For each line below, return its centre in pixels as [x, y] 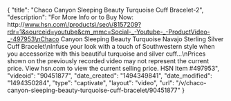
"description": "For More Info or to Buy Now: [70, 17]
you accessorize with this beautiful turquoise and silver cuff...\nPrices [107, 54]
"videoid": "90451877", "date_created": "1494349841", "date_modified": [110, 76]
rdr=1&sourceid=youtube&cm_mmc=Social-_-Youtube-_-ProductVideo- [109, 32]
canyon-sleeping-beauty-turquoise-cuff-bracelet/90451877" [94, 90]
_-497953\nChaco [33, 39]
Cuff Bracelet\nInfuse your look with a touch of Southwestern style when [111, 46]
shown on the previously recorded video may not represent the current [108, 61]
